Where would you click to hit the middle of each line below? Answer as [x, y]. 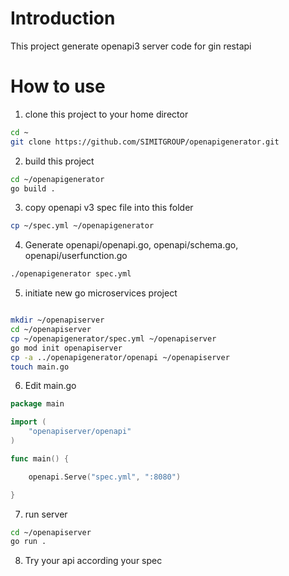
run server [46, 514]
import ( [28, 422]
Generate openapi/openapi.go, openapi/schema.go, [131, 245]
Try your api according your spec [93, 561]
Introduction [63, 18]
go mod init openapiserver [66, 348]
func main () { [40, 458]
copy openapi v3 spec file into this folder [109, 208]
